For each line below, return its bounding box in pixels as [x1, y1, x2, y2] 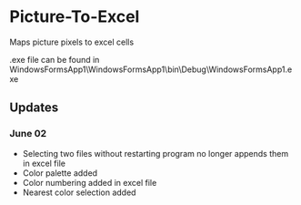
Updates [9, 100, 59, 116]
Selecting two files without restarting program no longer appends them [22, 148, 289, 159]
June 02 [9, 128, 47, 140]
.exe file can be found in [9, 54, 100, 65]
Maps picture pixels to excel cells [9, 36, 135, 47]
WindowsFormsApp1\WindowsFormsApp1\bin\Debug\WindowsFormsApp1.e [9, 64, 293, 75]
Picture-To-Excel [9, 6, 140, 27]
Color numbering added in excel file [22, 177, 157, 188]
